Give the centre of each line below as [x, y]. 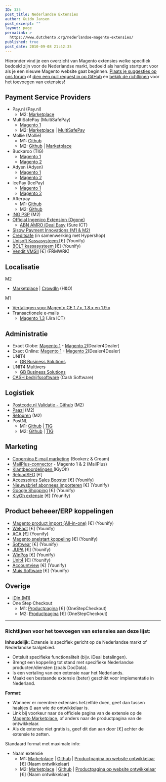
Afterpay [21, 199]
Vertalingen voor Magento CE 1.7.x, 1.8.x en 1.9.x [61, 308]
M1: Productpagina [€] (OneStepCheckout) [63, 609]
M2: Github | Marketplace [45, 146]
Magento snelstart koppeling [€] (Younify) [55, 539]
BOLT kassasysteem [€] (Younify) [46, 246]
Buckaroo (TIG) [28, 151]
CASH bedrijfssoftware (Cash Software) [53, 378]
